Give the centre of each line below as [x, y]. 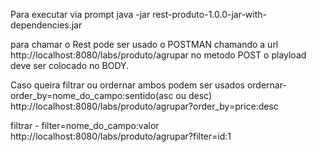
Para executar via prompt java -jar [80, 14]
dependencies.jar [46, 25]
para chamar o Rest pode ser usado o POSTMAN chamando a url [144, 44]
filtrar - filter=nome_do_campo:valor [85, 125]
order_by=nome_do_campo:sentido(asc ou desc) [111, 95]
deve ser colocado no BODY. [70, 65]
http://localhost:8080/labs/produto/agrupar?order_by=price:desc [144, 106]
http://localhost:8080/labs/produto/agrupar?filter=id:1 [121, 136]
